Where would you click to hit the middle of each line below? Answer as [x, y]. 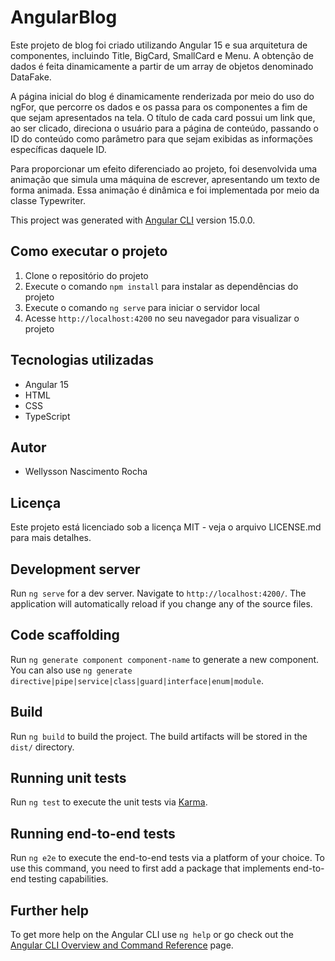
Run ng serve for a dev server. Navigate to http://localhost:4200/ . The [158, 593]
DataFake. [31, 77]
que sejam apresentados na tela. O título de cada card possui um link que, [163, 117]
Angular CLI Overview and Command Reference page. [122, 945]
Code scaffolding [65, 635]
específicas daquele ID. [58, 149]
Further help [50, 910]
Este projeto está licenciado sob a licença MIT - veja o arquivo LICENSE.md [166, 527]
